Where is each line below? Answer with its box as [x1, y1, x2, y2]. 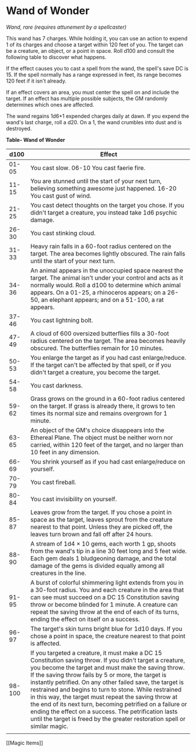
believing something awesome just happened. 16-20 [30, 184, 177, 192]
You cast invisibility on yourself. [30, 495, 117, 503]
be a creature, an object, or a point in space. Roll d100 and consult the [6, 47, 174, 54]
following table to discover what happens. [6, 53, 107, 60]
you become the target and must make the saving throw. [30, 663, 185, 672]
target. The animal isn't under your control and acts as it [30, 274, 184, 282]
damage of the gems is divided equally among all [30, 562, 164, 570]
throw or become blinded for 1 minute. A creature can [30, 600, 178, 608]
